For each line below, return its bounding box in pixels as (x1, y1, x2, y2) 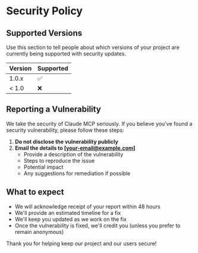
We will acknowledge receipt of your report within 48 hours (14, 203, 161, 210)
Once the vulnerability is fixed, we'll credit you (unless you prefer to (14, 222, 181, 229)
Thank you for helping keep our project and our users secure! (6, 240, 157, 247)
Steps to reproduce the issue (23, 157, 95, 164)
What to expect (6, 187, 64, 198)
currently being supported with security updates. (6, 50, 127, 57)
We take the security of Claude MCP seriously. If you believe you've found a (6, 120, 193, 127)
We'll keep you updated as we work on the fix (14, 215, 127, 223)
